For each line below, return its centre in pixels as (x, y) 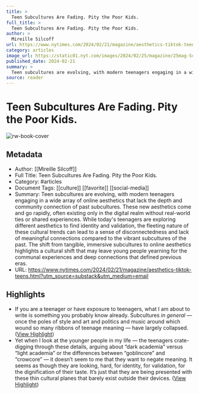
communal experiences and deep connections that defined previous (98, 257)
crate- (182, 340)
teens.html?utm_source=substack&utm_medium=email (82, 276)
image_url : (20, 56)
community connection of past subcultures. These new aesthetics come (103, 206)
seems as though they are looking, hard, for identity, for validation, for (100, 366)
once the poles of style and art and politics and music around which (97, 321)
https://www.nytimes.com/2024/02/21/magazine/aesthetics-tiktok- (110, 270)
